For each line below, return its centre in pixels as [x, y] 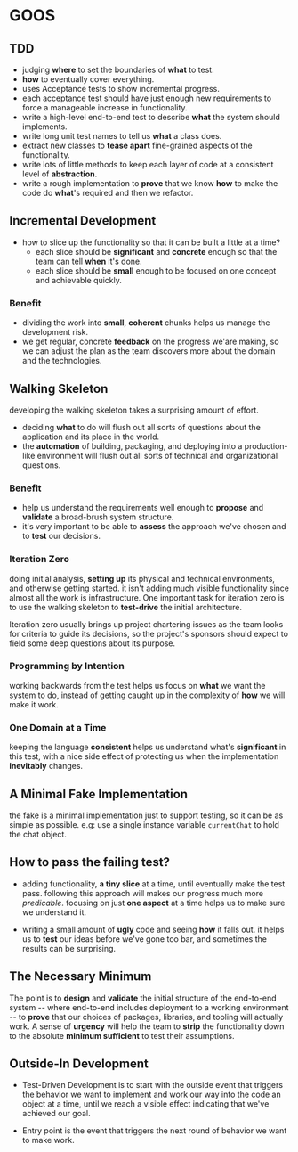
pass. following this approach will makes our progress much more [143, 893]
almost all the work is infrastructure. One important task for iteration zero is [147, 597]
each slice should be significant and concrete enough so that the [156, 251]
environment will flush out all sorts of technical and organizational [157, 455]
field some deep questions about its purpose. [93, 643]
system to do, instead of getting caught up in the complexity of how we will [147, 695]
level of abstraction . [60, 174]
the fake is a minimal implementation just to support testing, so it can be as [146, 815]
